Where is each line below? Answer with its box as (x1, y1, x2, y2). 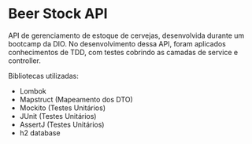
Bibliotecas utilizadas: (8, 71, 79, 80)
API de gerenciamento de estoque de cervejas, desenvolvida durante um (8, 31, 245, 40)
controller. (8, 56, 42, 65)
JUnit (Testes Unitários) (19, 111, 97, 120)
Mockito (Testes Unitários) (19, 103, 106, 113)
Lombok (19, 86, 47, 95)
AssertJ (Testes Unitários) (19, 120, 105, 129)
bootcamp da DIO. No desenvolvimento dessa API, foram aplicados (8, 39, 226, 48)
